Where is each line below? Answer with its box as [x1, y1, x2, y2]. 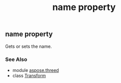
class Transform [12, 72, 46, 78]
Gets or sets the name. [5, 43, 52, 49]
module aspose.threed [12, 67, 59, 73]
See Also [5, 56, 27, 63]
